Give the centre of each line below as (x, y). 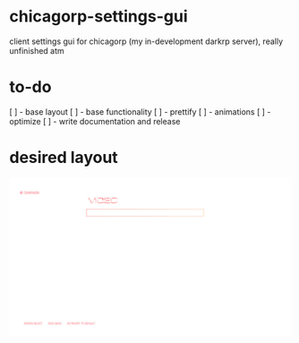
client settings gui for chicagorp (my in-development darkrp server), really (146, 41)
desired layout (64, 158)
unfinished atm (37, 50)
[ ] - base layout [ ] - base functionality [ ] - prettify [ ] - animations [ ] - (140, 111)
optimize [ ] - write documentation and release (95, 121)
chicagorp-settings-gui (98, 17)
